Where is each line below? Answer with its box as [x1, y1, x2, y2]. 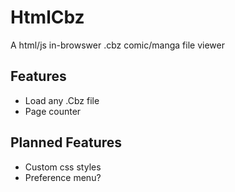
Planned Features [10, 134, 123, 151]
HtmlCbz [10, 6, 85, 29]
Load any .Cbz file [24, 94, 100, 106]
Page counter [24, 105, 82, 117]
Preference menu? [24, 171, 102, 183]
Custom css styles [24, 161, 102, 173]
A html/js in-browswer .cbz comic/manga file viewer [10, 39, 225, 51]
